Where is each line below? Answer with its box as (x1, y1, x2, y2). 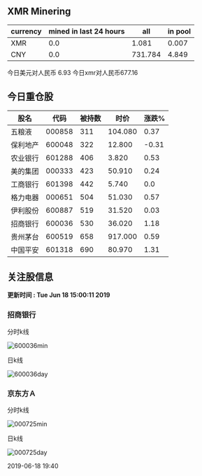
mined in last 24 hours (48, 26, 125, 36)
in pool (167, 26, 191, 36)
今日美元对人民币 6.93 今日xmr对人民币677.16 (7, 68, 138, 76)
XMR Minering (7, 6, 71, 17)
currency (10, 26, 42, 36)
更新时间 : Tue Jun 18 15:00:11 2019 (7, 290, 110, 300)
